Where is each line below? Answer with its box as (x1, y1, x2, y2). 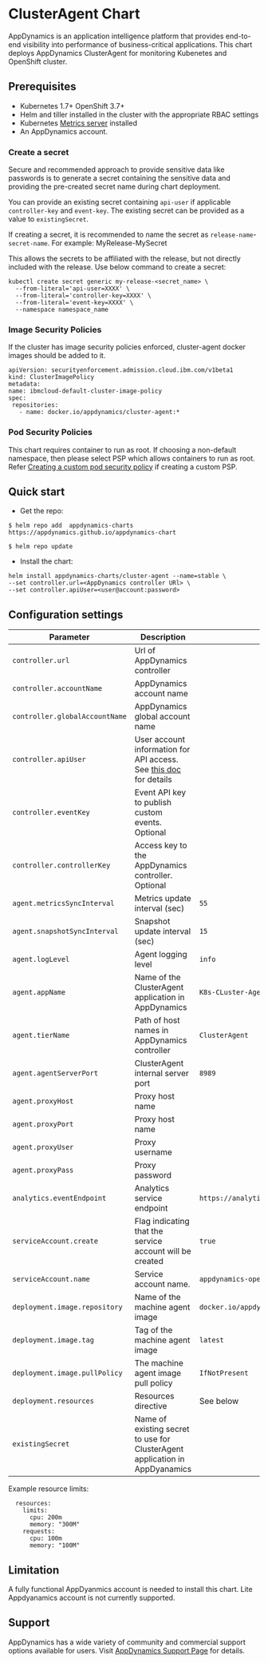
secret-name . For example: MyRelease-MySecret (8, 238, 167, 248)
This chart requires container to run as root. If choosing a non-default (8, 445, 237, 454)
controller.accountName (12, 684, 103, 693)
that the (134, 1226, 164, 1237)
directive (134, 1401, 167, 1412)
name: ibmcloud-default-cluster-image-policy (8, 387, 162, 396)
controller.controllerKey (12, 861, 111, 870)
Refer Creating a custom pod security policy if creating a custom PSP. (8, 461, 238, 472)
